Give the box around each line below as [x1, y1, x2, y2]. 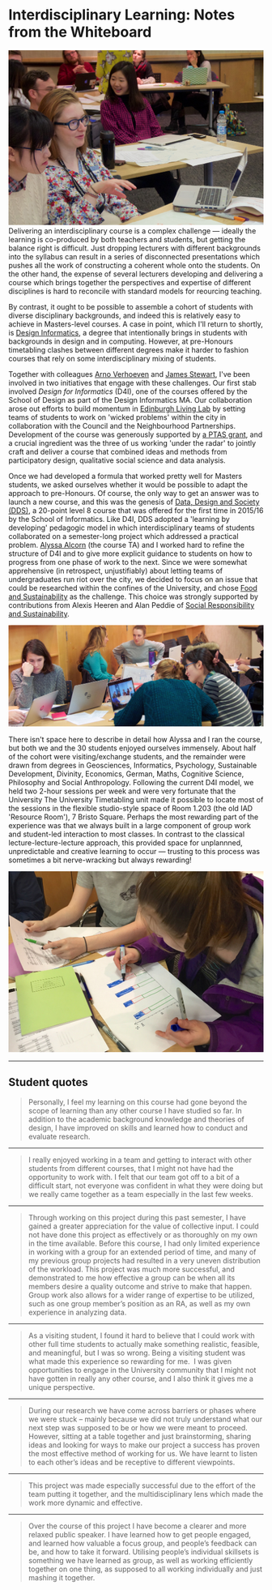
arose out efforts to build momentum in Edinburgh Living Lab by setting [8, 404, 246, 413]
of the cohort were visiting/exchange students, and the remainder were [8, 752, 246, 762]
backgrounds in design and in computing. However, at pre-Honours [8, 336, 233, 346]
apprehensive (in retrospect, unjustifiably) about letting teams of [8, 566, 223, 575]
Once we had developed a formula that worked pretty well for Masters [8, 471, 243, 481]
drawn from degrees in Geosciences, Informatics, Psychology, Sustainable [8, 760, 257, 771]
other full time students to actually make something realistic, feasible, [28, 1339, 260, 1349]
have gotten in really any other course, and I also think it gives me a [28, 1374, 253, 1383]
